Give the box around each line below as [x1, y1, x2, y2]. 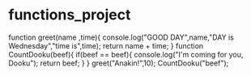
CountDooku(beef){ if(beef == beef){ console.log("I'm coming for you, [8, 49, 244, 59]
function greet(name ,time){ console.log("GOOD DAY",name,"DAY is [8, 32, 235, 42]
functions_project [8, 6, 131, 24]
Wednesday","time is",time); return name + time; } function [8, 40, 204, 50]
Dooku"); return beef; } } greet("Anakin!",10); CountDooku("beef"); [8, 58, 229, 68]
